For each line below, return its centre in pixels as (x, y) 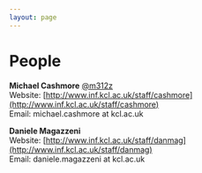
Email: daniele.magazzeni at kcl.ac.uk (77, 159)
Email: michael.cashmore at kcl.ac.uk (76, 113)
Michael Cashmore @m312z (61, 86)
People (35, 60)
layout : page (33, 17)
